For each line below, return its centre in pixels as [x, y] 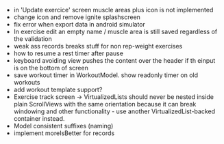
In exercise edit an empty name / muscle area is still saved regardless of [115, 31]
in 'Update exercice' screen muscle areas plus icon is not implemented [113, 10]
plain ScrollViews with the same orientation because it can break [105, 104]
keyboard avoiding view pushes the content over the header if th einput [114, 60]
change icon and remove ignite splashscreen [77, 17]
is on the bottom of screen [51, 68]
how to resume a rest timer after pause [68, 53]
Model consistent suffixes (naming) [63, 126]
